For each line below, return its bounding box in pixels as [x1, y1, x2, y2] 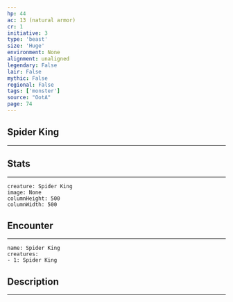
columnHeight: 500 [7, 195, 60, 202]
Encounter [7, 219, 53, 231]
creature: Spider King [7, 183, 73, 190]
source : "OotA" [7, 94, 51, 101]
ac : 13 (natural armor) [7, 17, 76, 24]
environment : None [7, 49, 60, 56]
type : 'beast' [7, 36, 49, 43]
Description [7, 276, 59, 287]
